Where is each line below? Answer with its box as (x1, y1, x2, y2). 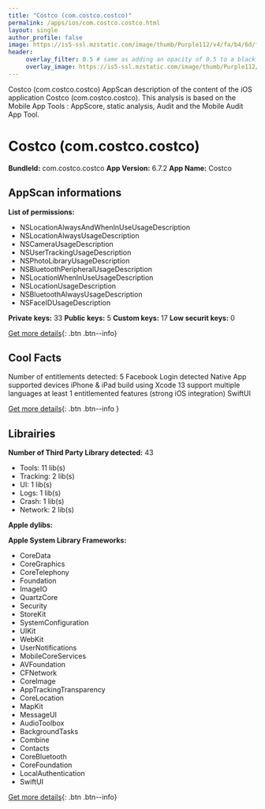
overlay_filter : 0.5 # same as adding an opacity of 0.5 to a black (25, 56, 256, 64)
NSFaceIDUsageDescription (19, 297, 111, 308)
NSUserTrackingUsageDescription (19, 248, 132, 257)
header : (8, 48, 34, 56)
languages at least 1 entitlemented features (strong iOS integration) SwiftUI (8, 389, 251, 398)
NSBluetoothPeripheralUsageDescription (19, 264, 152, 274)
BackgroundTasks (19, 727, 79, 736)
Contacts (19, 744, 50, 753)
